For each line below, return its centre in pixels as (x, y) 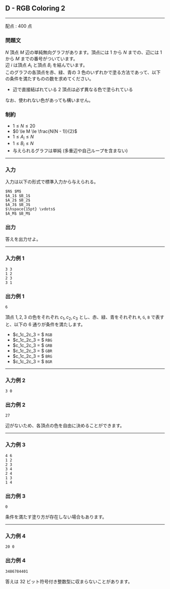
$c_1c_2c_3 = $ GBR (32, 351)
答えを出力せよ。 (23, 239)
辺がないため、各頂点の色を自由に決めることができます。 (65, 426)
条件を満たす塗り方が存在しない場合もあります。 (56, 516)
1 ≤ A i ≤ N (23, 137)
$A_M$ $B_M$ (18, 214)
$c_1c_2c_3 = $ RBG (32, 340)
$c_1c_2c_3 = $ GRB (32, 345)
